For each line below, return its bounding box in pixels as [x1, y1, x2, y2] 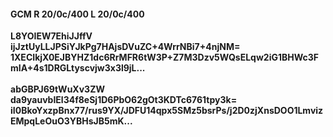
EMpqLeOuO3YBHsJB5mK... [10, 115, 133, 127]
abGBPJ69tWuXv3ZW [10, 83, 105, 95]
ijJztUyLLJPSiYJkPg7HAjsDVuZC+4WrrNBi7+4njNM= [10, 41, 241, 53]
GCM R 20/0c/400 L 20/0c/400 [10, 8, 145, 20]
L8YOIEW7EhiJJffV [10, 30, 93, 42]
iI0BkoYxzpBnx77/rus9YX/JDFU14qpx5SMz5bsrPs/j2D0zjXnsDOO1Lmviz [10, 105, 324, 117]
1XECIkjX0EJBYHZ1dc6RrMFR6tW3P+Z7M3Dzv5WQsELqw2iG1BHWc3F [10, 51, 320, 64]
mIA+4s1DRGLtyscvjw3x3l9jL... [10, 62, 146, 74]
